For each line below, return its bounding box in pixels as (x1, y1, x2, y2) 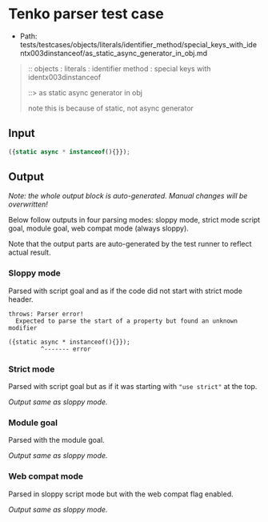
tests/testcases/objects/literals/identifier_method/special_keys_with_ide (19, 39, 258, 49)
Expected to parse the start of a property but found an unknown (15, 317, 238, 325)
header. (8, 294, 34, 304)
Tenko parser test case (8, 5, 164, 23)
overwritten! (8, 199, 48, 209)
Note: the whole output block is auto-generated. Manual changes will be (8, 191, 248, 201)
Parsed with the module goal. (8, 436, 106, 445)
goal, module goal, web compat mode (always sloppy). (8, 223, 190, 233)
